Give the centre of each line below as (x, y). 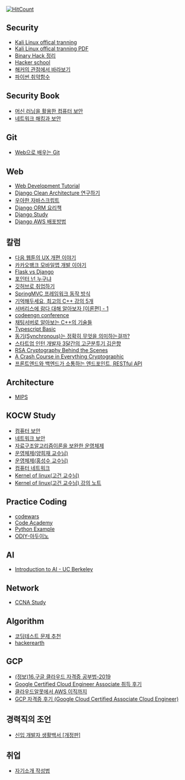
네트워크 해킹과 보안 (38, 118)
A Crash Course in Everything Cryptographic (69, 356)
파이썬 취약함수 (32, 77)
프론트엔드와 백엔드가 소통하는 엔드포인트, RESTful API (78, 364)
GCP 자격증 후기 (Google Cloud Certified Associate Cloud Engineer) (97, 698)
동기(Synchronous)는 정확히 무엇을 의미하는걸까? (72, 336)
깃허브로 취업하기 (35, 286)
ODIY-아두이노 (32, 536)
